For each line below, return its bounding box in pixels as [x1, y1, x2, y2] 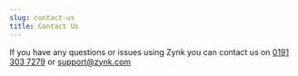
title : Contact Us [9, 22, 79, 31]
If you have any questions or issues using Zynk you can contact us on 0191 [9, 46, 289, 57]
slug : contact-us [9, 13, 75, 23]
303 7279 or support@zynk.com [9, 56, 132, 67]
